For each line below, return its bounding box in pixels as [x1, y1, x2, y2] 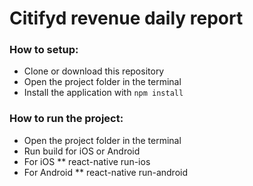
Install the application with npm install [23, 87, 184, 99]
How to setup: [9, 43, 79, 57]
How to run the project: [9, 112, 124, 126]
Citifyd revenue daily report [9, 7, 244, 30]
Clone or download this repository [23, 65, 165, 77]
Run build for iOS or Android [23, 145, 141, 157]
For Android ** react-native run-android [23, 166, 189, 178]
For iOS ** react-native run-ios [23, 155, 151, 167]
